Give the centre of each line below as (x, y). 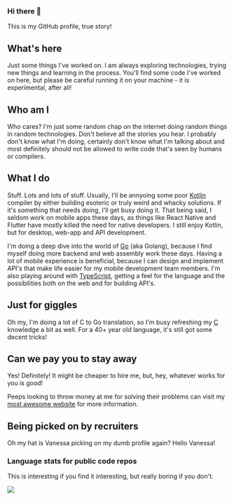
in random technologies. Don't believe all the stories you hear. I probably (112, 134)
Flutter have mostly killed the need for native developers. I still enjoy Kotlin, (115, 225)
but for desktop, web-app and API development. (77, 232)
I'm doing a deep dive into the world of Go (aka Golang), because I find (110, 246)
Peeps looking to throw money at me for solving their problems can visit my (116, 397)
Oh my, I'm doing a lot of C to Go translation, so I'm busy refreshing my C (113, 322)
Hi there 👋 (25, 11)
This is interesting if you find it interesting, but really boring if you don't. (110, 476)
